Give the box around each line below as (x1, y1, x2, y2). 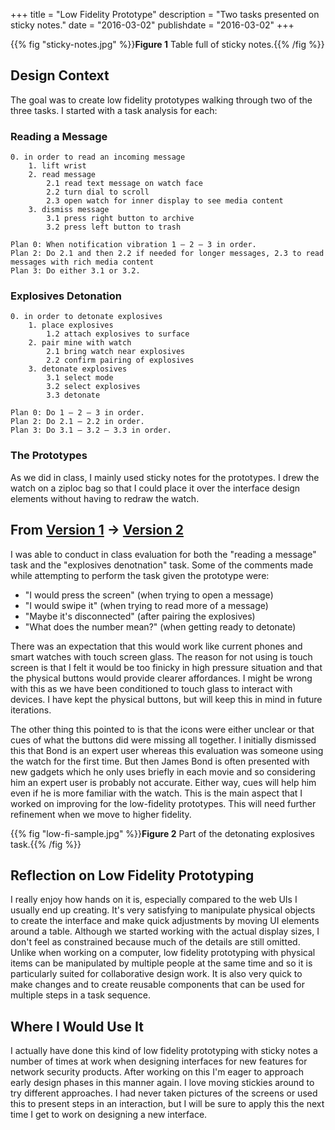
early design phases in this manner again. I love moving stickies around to (10, 1077, 315, 1089)
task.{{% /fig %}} (10, 838, 82, 850)
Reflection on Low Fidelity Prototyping (10, 867, 255, 884)
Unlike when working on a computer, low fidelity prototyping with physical (10, 947, 316, 959)
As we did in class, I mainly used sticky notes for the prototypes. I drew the (10, 471, 320, 483)
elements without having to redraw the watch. (10, 492, 200, 504)
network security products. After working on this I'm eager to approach (10, 1066, 304, 1078)
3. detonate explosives (28, 364, 128, 374)
